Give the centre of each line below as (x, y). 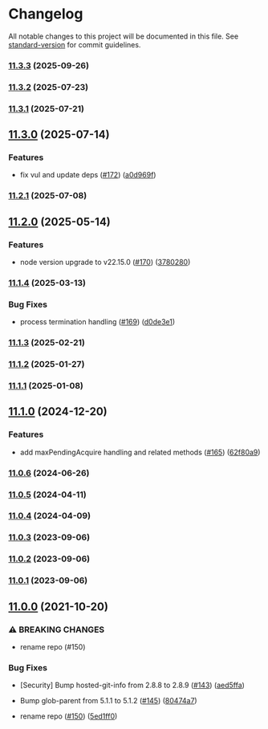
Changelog (46, 14)
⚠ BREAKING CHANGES (57, 629)
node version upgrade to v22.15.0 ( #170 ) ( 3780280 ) (105, 262)
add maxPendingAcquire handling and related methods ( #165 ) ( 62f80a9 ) (140, 452)
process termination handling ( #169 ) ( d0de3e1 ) (97, 322)
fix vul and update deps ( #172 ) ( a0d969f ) (88, 175)
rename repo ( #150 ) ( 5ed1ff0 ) (69, 716)
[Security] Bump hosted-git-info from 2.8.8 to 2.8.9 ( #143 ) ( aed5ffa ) (132, 685)
